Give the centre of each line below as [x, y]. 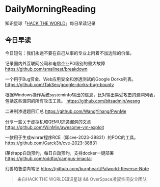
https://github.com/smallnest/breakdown [46, 69]
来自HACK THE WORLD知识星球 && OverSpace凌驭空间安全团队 [82, 179]
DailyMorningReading [51, 9]
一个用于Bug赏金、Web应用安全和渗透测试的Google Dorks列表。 [71, 79]
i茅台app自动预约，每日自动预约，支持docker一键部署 [60, 153]
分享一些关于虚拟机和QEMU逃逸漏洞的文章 [48, 122]
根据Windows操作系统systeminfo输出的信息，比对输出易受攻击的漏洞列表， [81, 95]
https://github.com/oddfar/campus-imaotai [48, 159]
